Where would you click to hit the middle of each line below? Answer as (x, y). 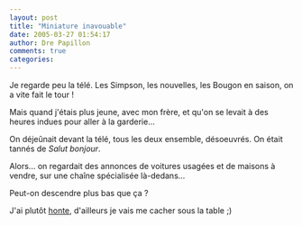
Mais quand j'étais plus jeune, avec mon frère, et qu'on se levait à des (139, 112)
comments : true (38, 51)
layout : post (34, 18)
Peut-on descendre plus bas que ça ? (79, 193)
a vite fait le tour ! (42, 94)
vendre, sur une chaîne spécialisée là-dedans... (97, 175)
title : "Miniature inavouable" (68, 26)
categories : (32, 59)
